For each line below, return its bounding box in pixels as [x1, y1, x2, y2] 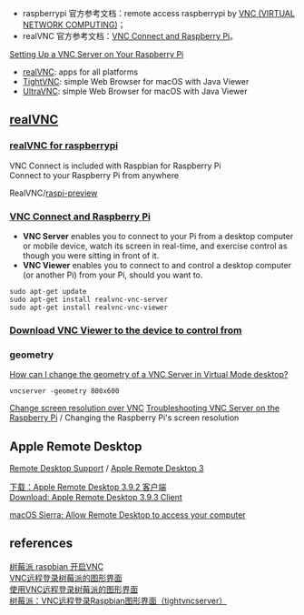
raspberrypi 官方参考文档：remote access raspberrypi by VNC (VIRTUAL [22, 8, 295, 18]
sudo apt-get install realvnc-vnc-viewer [9, 303, 169, 312]
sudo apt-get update [9, 287, 88, 296]
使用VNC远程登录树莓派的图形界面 [9, 583, 139, 594]
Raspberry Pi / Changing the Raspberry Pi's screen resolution [9, 412, 240, 423]
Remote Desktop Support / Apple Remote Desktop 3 [9, 463, 204, 474]
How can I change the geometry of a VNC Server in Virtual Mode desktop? [9, 369, 289, 380]
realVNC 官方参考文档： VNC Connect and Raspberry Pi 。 [22, 31, 239, 41]
